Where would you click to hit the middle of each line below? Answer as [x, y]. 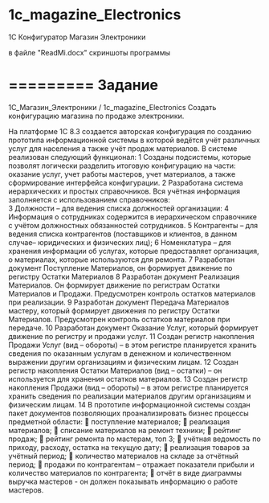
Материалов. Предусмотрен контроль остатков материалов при [119, 319]
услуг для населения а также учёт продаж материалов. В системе [123, 148]
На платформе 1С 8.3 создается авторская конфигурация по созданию [130, 131]
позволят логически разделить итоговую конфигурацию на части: [122, 166]
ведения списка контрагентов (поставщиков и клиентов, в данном [123, 234]
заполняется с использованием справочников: [89, 199]
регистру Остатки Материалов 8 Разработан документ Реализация [124, 276]
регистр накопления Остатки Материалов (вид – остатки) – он [115, 370]
